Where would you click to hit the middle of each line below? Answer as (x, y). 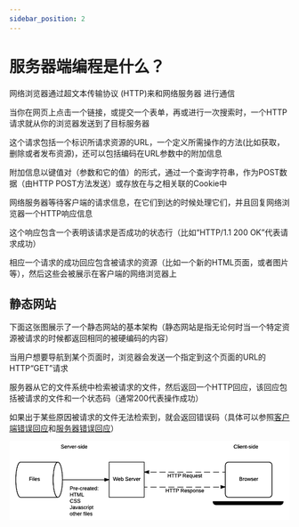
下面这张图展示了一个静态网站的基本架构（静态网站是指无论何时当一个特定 (145, 327)
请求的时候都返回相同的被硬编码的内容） (99, 338)
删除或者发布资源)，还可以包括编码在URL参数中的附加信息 (116, 153)
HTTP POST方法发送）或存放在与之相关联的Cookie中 (130, 183)
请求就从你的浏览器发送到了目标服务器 (79, 123)
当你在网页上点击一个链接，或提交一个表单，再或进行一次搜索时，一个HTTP (148, 112)
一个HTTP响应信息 (59, 213)
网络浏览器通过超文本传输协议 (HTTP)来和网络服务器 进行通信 (122, 93)
